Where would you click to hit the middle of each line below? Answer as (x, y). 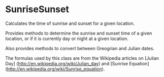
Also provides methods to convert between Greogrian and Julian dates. (80, 48)
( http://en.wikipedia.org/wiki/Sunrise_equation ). (55, 69)
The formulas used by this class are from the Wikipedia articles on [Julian (82, 58)
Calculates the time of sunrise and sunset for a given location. (70, 23)
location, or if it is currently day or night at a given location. (67, 38)
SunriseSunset (37, 9)
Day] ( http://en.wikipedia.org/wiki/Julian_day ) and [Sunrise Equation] (77, 63)
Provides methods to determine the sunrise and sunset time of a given (79, 33)
